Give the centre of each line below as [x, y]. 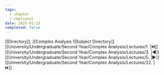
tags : [11, 9]
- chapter [19, 14]
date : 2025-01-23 [23, 23]
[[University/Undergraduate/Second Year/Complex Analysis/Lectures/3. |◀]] [82, 52]
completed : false [23, 28]
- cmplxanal [22, 19]
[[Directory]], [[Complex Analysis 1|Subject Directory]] [60, 41]
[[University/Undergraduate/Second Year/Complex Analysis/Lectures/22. [79, 63]
